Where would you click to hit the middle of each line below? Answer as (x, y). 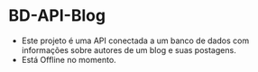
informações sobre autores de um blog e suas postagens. (129, 49)
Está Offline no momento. (69, 59)
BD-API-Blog (57, 16)
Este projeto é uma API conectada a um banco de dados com (135, 40)
